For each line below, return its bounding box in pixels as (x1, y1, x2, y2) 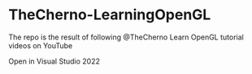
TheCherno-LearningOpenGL (8, 6, 211, 24)
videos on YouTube (8, 40, 73, 50)
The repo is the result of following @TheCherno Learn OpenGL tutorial (8, 32, 244, 42)
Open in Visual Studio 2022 (8, 56, 100, 66)
